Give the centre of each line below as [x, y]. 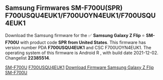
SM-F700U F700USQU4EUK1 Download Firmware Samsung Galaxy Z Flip [80, 67]
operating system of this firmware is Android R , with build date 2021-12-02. [82, 53]
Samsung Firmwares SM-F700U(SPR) [64, 8]
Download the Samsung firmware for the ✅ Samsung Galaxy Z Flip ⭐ [75, 35]
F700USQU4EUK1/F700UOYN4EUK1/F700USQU [81, 16]
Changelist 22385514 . [28, 58]
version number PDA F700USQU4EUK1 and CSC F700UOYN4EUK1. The [78, 47]
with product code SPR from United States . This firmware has [83, 42]
